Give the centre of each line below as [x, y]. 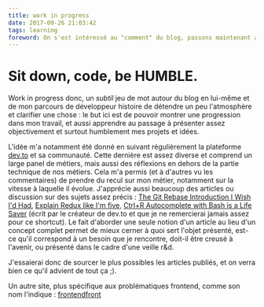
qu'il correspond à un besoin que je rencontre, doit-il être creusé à [126, 239]
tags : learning [33, 30]
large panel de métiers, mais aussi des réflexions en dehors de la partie [124, 164]
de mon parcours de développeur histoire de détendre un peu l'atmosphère [130, 106]
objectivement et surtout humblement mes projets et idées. [104, 131]
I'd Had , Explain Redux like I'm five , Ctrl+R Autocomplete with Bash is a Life [130, 205]
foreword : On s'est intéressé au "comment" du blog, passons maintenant [130, 37]
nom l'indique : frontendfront [55, 294]
